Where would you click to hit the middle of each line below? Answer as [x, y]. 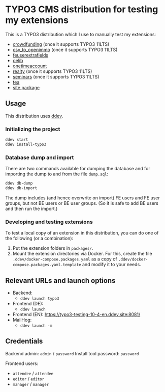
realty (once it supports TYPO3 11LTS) [52, 71]
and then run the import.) [31, 208]
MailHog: [22, 320]
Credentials [24, 341]
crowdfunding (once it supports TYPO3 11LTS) [61, 44]
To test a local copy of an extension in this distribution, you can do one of [82, 233]
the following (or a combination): [39, 239]
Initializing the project [33, 129]
